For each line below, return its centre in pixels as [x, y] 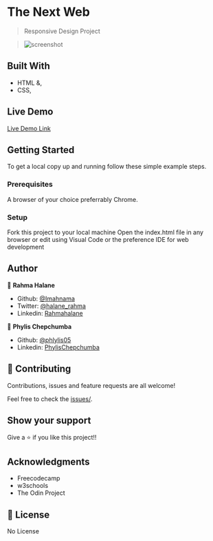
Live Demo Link [29, 128]
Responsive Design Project [62, 31]
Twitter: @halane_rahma [51, 306]
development [26, 247]
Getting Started [41, 150]
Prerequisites [30, 185]
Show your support [49, 420]
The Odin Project [41, 493]
